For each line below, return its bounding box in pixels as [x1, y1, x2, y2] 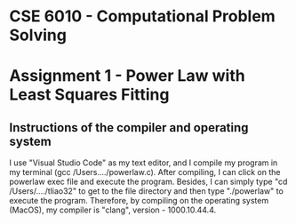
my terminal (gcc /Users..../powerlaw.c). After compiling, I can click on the [9, 167, 281, 178]
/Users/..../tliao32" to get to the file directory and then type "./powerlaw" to [9, 186, 284, 196]
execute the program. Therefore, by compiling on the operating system [9, 196, 269, 206]
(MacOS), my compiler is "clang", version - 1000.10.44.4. [9, 204, 217, 215]
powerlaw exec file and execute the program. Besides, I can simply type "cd [9, 176, 288, 188]
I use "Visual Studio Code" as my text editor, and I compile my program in [9, 157, 278, 168]
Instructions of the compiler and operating [9, 120, 249, 135]
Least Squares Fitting [9, 84, 170, 105]
